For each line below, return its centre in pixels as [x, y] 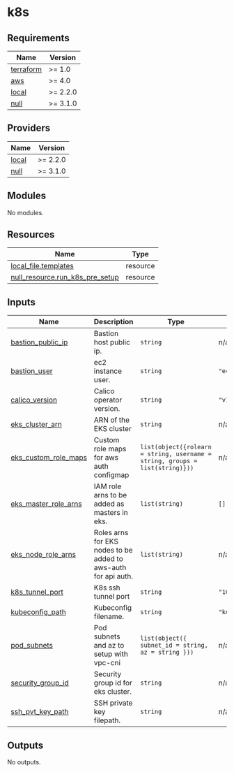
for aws [106, 458]
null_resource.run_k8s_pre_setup [65, 277]
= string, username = [176, 454]
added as [109, 504]
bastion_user [32, 371]
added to [108, 559]
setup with [111, 654]
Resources [31, 235]
